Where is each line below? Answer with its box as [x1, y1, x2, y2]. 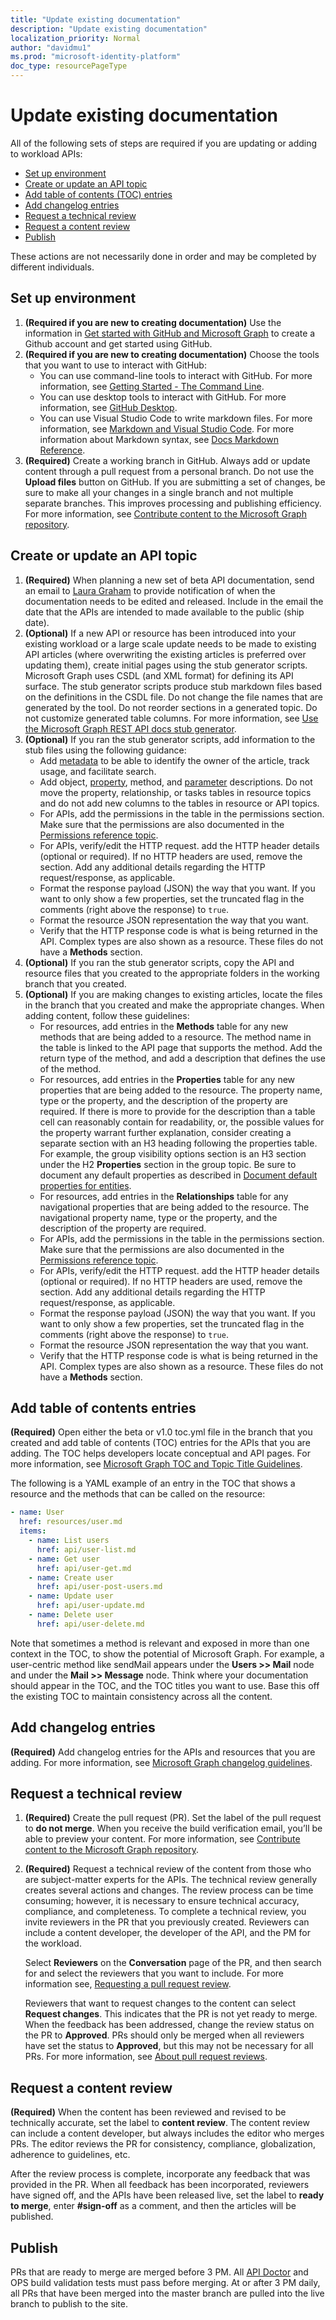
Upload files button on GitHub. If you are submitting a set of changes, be [24, 476, 326, 488]
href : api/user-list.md [36, 1544, 137, 1555]
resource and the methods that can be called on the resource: [10, 1488, 266, 1500]
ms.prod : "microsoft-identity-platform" [10, 52, 182, 62]
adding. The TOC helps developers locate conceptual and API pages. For [10, 1447, 311, 1460]
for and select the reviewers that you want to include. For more [24, 1967, 284, 1980]
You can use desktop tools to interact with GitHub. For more [39, 391, 287, 403]
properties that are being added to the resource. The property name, [39, 1084, 323, 1096]
